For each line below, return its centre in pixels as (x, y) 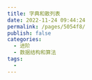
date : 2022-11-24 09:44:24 (46, 20)
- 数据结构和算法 (35, 53)
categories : (24, 40)
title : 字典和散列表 (34, 14)
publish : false (29, 33)
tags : (15, 59)
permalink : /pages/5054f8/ (46, 26)
